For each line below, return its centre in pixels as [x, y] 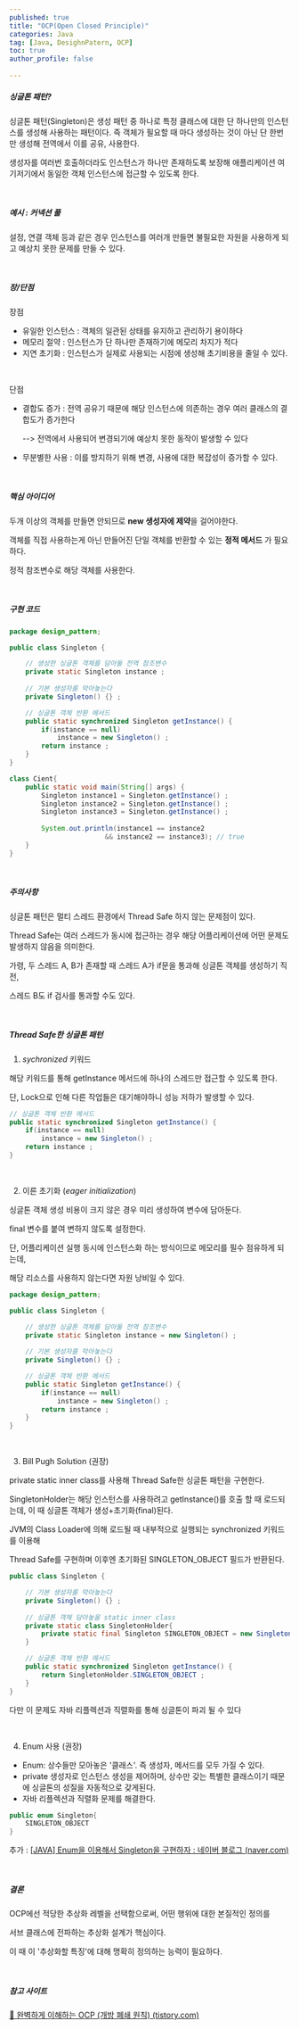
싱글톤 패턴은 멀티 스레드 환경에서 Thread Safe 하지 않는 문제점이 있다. [133, 916]
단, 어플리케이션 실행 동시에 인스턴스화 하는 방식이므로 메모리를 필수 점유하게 [142, 1247]
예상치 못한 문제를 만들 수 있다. [72, 248]
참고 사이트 [28, 1991]
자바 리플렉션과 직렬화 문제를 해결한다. [89, 1798]
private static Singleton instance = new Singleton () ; [131, 1335]
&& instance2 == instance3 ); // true [174, 837]
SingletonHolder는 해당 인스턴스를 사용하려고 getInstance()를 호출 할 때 [136, 1499]
